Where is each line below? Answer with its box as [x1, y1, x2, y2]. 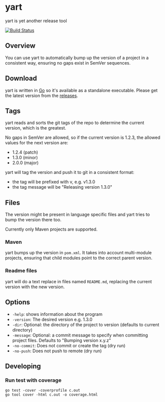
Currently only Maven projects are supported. [5, 226, 98, 233]
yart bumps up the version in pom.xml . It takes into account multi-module [5, 250, 152, 256]
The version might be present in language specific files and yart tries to [5, 211, 150, 218]
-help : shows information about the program [12, 311, 102, 317]
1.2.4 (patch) [12, 149, 38, 155]
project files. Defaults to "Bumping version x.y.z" [12, 337, 111, 343]
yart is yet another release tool [5, 18, 67, 24]
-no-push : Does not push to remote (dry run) [12, 348, 102, 354]
